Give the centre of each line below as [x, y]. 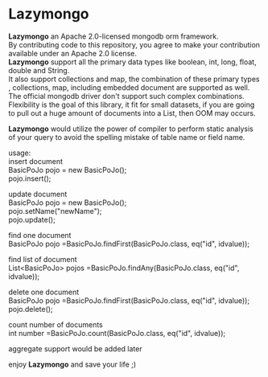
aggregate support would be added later [75, 348]
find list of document [43, 259]
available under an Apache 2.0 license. [72, 53]
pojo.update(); [32, 219]
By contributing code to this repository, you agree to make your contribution [134, 44]
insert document [35, 161]
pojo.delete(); [31, 309]
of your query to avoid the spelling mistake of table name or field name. [127, 137]
